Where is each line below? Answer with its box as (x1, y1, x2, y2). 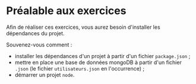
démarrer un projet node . (14, 71, 75, 78)
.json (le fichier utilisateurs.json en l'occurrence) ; (14, 65, 145, 72)
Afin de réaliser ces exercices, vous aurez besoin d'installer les (6, 23, 160, 31)
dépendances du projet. (6, 29, 65, 36)
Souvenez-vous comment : (6, 41, 72, 48)
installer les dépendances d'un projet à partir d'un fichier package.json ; (14, 52, 191, 59)
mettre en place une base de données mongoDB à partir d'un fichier (14, 59, 182, 66)
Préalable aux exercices (6, 4, 127, 18)
